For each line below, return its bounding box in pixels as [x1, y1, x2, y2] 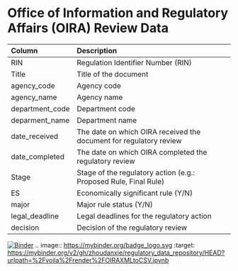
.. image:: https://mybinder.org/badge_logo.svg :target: [35, 240, 195, 249]
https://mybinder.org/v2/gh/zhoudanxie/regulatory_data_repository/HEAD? [7, 248, 225, 257]
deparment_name [11, 115, 69, 125]
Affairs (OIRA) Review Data [7, 20, 169, 36]
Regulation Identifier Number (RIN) [76, 57, 193, 67]
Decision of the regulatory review [76, 222, 188, 232]
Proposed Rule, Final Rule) [76, 176, 165, 186]
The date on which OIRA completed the [76, 147, 208, 157]
